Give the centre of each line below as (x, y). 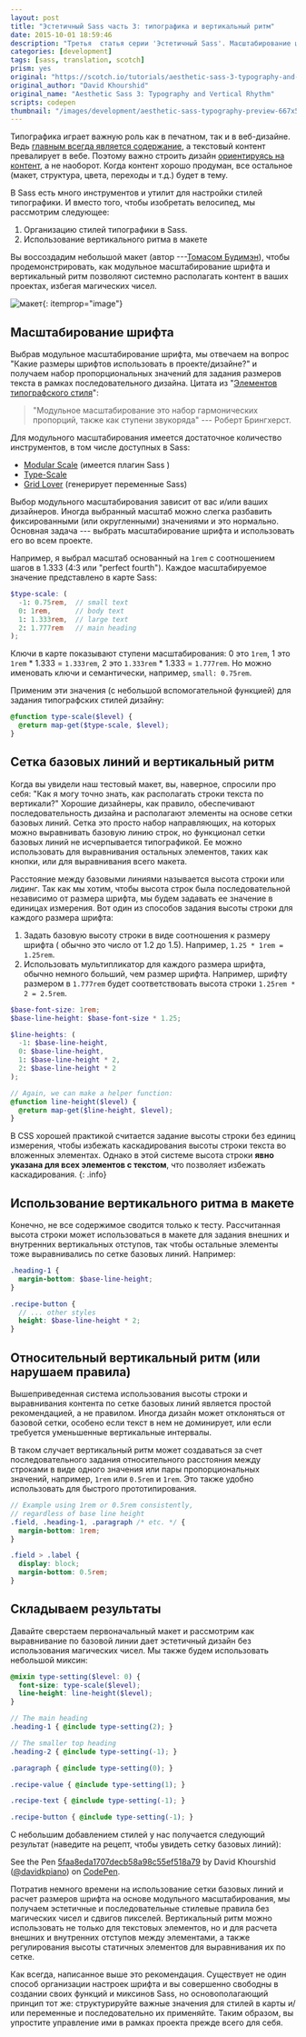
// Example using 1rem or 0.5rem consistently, (102, 1505)
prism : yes (31, 69)
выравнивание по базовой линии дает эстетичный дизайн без (131, 1641)
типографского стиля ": (54, 393)
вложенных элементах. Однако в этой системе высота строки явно (143, 1155)
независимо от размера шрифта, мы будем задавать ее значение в (142, 898)
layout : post (35, 18)
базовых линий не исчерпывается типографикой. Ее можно (126, 842)
